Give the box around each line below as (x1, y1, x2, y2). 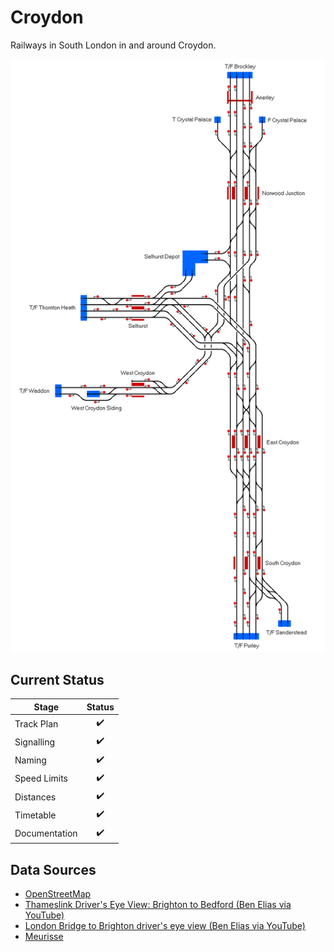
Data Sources (10, 861, 97, 878)
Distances (14, 791, 57, 803)
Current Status (10, 672, 105, 689)
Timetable (14, 809, 57, 821)
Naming (14, 754, 47, 766)
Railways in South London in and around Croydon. (10, 39, 217, 51)
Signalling (14, 736, 56, 748)
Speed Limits (14, 772, 69, 785)
